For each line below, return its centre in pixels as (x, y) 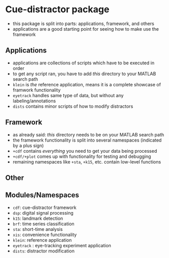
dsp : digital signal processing (43, 213)
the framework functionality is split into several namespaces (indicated (87, 140)
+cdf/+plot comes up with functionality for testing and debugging (82, 156)
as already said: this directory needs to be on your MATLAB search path (88, 134)
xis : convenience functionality (45, 234)
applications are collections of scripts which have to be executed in (83, 63)
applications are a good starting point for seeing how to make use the (86, 29)
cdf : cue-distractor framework (44, 207)
